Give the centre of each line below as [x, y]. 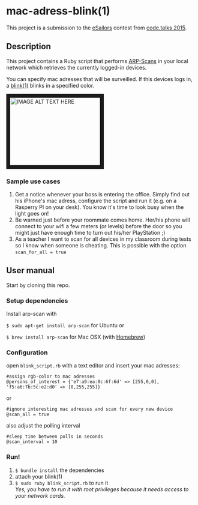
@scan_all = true [28, 415]
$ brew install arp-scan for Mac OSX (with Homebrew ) [76, 337]
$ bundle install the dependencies [59, 470]
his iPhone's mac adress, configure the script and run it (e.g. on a [96, 201]
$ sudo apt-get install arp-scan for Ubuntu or [65, 325]
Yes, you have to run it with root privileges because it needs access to [102, 489]
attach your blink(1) [39, 476]
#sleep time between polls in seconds [55, 437]
